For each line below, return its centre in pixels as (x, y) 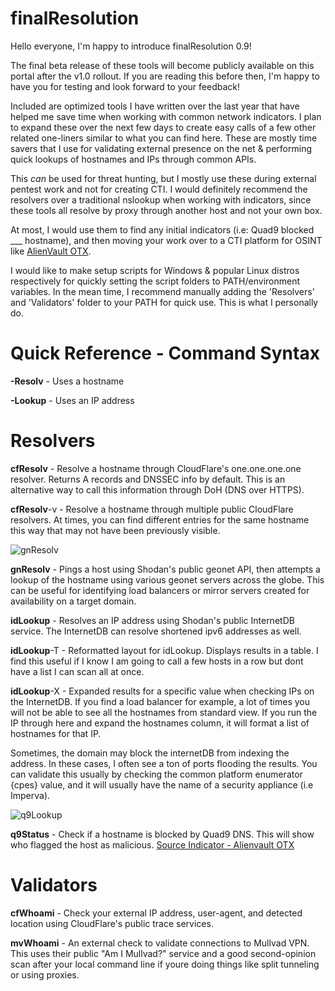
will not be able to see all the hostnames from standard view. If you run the (164, 712)
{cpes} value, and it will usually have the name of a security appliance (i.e (162, 784)
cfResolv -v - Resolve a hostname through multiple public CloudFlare (152, 509)
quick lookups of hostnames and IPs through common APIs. (133, 159)
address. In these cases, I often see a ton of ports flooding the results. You (164, 763)
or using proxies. (45, 974)
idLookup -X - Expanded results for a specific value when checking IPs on (162, 691)
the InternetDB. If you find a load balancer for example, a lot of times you (160, 701)
